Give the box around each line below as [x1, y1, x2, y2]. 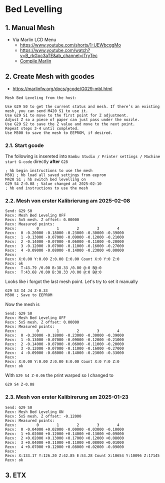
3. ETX [5, 471, 26, 479]
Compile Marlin [19, 58, 51, 63]
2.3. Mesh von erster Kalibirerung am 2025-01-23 [5, 393, 129, 400]
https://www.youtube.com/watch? [19, 47, 90, 53]
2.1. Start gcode [5, 141, 44, 148]
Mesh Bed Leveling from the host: [5, 95, 77, 100]
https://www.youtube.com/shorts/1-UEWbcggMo [19, 42, 121, 48]
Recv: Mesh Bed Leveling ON [5, 409, 64, 414]
